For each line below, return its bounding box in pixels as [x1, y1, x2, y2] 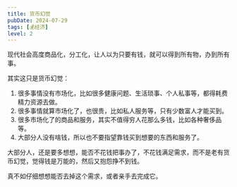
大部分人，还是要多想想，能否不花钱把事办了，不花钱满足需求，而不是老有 [7, 148, 224, 157]
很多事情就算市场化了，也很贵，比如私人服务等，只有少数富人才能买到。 [17, 107, 228, 115]
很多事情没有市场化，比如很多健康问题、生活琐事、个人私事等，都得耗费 [17, 89, 228, 97]
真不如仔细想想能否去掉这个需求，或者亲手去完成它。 [7, 172, 162, 181]
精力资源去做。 [17, 98, 61, 107]
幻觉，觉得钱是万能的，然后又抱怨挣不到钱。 [13, 157, 143, 166]
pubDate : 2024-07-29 [7, 17, 68, 24]
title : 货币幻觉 [7, 10, 51, 18]
